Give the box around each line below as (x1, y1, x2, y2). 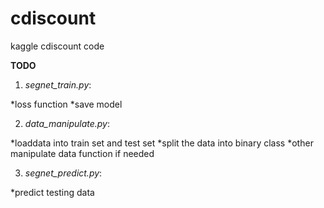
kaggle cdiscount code (10, 40, 105, 52)
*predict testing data (10, 186, 95, 198)
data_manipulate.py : (24, 117, 111, 129)
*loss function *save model (10, 98, 123, 110)
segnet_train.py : (24, 78, 92, 91)
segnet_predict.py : (24, 167, 103, 179)
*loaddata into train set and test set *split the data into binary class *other (10, 137, 314, 149)
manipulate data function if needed (10, 147, 155, 159)
